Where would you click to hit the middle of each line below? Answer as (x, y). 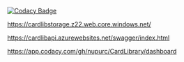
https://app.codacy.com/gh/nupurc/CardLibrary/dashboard (92, 51)
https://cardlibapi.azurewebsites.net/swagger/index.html (89, 38)
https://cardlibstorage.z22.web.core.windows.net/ (79, 24)
